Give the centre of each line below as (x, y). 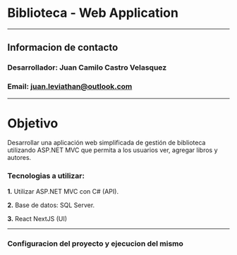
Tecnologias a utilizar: (46, 176)
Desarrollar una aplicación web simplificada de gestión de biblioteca (107, 143)
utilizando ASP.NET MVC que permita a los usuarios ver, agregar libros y (113, 150)
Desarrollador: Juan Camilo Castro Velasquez (87, 68)
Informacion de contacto (63, 48)
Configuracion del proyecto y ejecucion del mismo (95, 243)
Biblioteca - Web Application (93, 13)
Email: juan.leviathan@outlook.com (70, 87)
